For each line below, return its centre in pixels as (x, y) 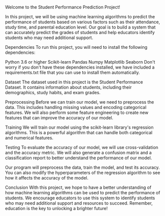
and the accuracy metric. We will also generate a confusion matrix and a (78, 153)
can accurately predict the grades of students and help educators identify (80, 32)
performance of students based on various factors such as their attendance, (82, 22)
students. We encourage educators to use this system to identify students (80, 198)
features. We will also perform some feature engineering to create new (77, 112)
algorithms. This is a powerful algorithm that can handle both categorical (79, 132)
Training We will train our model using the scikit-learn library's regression (79, 127)
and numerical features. (29, 138)
